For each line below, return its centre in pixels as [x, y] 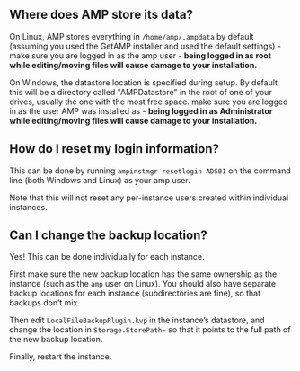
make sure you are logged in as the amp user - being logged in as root [141, 55]
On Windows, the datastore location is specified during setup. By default [144, 82]
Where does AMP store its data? [101, 15]
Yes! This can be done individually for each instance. [107, 257]
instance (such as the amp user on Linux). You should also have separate [143, 284]
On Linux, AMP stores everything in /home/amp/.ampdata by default [132, 36]
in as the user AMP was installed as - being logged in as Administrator [141, 110]
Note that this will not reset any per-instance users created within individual [149, 198]
